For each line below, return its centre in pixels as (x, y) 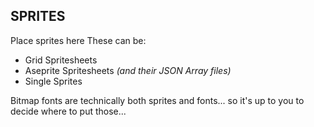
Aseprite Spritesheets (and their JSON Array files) (128, 70)
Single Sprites (53, 81)
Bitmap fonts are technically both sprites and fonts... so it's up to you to (157, 100)
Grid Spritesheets (61, 60)
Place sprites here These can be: (78, 40)
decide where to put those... (68, 111)
